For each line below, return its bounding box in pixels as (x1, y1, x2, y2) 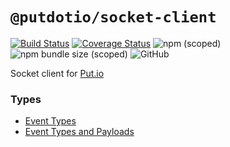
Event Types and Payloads (24, 126, 135, 138)
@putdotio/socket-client (10, 8, 217, 27)
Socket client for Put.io (10, 67, 105, 79)
